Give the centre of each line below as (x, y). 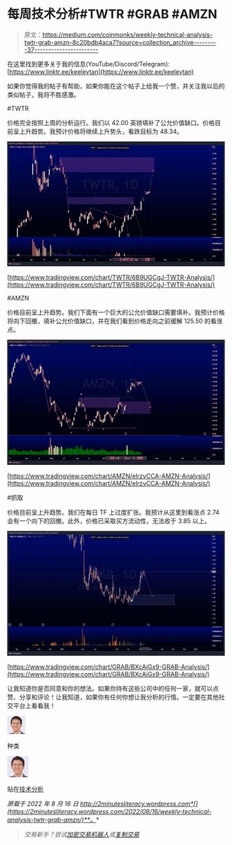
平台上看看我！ (34, 706)
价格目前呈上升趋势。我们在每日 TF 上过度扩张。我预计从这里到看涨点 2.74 (113, 512)
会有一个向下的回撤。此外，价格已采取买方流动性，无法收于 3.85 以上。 (109, 521)
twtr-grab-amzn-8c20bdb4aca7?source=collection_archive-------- (120, 42)
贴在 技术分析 (25, 789)
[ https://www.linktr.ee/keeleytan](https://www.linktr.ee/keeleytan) (101, 72)
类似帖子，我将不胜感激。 (43, 95)
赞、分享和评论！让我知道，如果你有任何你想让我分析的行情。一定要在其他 (113, 697)
